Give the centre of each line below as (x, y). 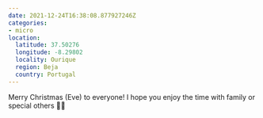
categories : (28, 23)
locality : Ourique (46, 60)
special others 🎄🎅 (37, 105)
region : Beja (37, 67)
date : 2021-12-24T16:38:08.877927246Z (72, 15)
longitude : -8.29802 (49, 52)
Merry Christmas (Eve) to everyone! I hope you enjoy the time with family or (132, 97)
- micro (21, 30)
